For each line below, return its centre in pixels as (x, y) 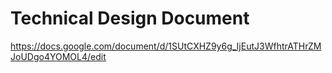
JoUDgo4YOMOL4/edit (58, 56)
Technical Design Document (130, 18)
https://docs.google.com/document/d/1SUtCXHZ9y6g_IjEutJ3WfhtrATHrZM (166, 46)
